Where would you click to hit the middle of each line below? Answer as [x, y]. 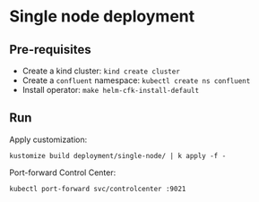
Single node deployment [102, 17]
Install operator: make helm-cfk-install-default [111, 90]
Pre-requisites [50, 50]
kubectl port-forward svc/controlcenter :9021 [98, 189]
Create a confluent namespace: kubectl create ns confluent [136, 80]
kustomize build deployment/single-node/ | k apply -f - [118, 156]
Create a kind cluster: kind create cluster [101, 71]
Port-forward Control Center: [63, 173]
